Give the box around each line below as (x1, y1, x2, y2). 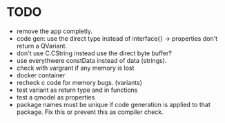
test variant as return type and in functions (16, 86, 138, 94)
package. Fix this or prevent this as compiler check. (16, 108, 164, 116)
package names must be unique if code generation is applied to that (16, 100, 211, 108)
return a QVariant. (16, 41, 67, 50)
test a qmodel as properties (16, 93, 95, 101)
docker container (16, 70, 66, 79)
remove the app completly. (16, 27, 93, 35)
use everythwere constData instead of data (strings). (16, 56, 167, 64)
